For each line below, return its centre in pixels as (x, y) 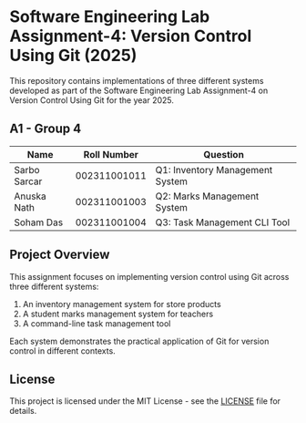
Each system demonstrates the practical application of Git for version (139, 341)
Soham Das (39, 222)
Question (224, 154)
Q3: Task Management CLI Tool (223, 222)
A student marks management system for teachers (118, 314)
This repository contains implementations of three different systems (137, 80)
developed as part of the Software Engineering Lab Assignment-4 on (139, 90)
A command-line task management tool (97, 323)
